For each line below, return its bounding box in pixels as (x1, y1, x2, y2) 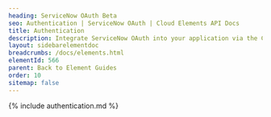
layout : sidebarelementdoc (8, 42, 99, 50)
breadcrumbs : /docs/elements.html (8, 49, 125, 57)
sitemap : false (8, 79, 60, 87)
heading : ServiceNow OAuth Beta (8, 11, 117, 20)
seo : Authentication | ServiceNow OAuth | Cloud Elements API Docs (8, 19, 240, 27)
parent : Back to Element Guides (8, 64, 117, 72)
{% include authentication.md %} (8, 101, 119, 111)
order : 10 (8, 71, 42, 79)
